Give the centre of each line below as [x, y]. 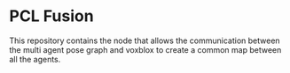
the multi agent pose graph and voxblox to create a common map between [145, 49]
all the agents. [35, 59]
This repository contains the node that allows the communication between [145, 40]
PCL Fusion [52, 16]
